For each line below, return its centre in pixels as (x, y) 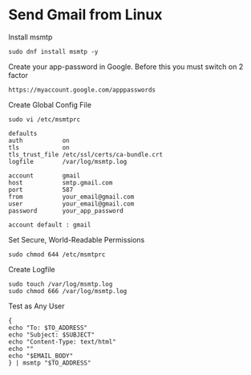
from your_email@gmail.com (71, 197)
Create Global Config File (50, 104)
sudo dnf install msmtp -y (53, 51)
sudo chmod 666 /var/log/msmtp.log (68, 291)
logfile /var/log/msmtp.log (68, 161)
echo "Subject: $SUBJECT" (51, 335)
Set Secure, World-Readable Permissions (77, 239)
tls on (39, 147)
